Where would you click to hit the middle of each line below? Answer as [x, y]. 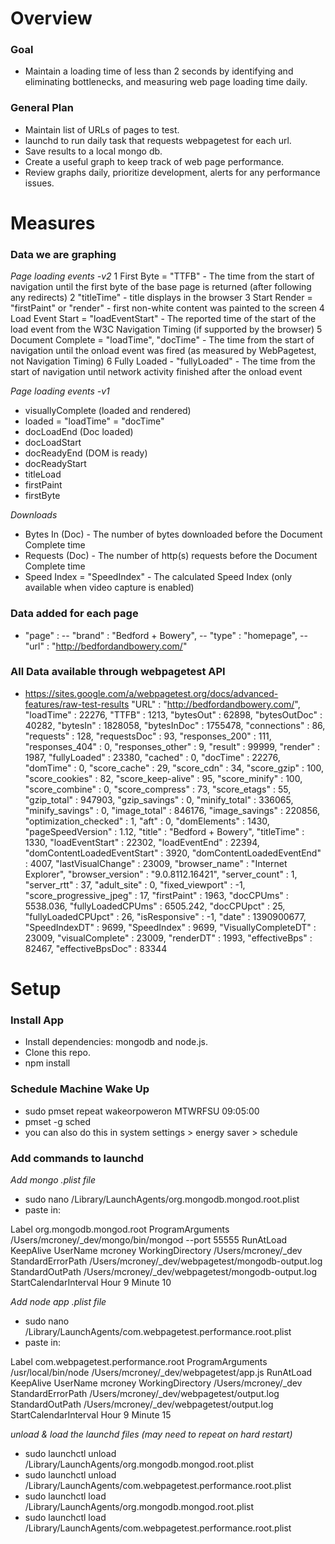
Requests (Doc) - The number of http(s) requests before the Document [171, 556]
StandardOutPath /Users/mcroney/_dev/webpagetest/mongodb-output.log [164, 1271]
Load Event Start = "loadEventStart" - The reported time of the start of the [163, 319]
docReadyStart [55, 464]
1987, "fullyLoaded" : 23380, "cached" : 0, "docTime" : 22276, [152, 757]
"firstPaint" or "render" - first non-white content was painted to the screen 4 [167, 308]
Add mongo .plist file [53, 1179]
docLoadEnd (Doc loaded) [79, 432]
